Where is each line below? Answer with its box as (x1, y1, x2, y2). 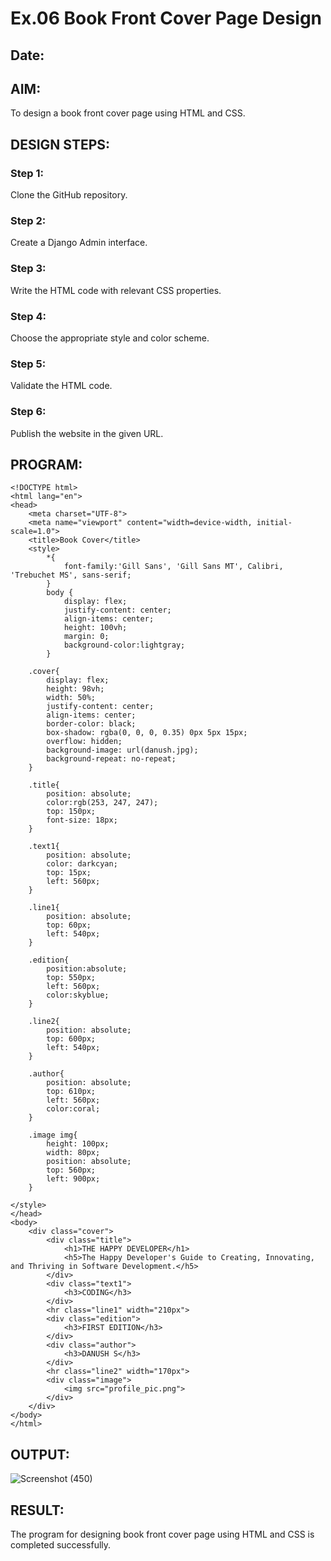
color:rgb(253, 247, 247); (46, 798, 159, 808)
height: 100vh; (63, 623, 128, 633)
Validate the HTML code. (10, 380, 113, 392)
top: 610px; (46, 1087, 97, 1097)
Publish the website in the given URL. (10, 427, 164, 439)
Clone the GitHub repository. (10, 189, 128, 201)
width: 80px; (46, 1148, 101, 1158)
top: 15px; (46, 868, 92, 878)
